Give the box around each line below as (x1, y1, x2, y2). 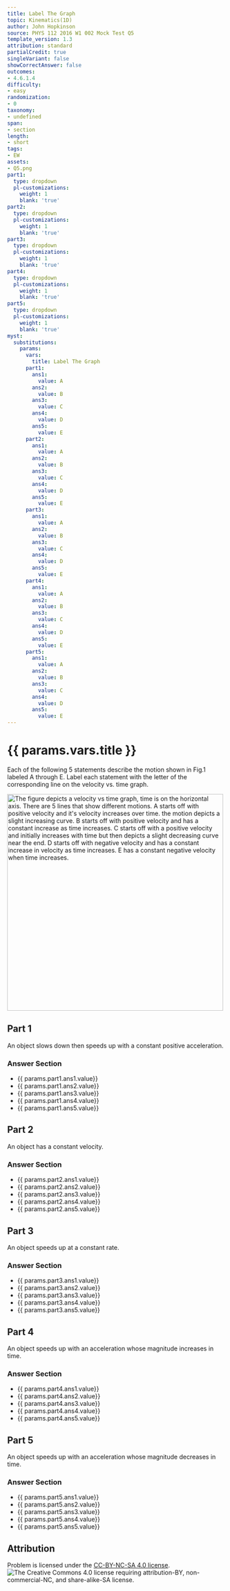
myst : (7, 332, 23, 340)
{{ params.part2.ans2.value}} (17, 1183, 101, 1191)
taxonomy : (7, 107, 36, 114)
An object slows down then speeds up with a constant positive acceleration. (7, 1041, 224, 1050)
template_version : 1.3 (7, 36, 73, 43)
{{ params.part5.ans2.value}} (17, 1500, 101, 1509)
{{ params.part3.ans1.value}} (17, 1276, 99, 1285)
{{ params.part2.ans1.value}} (17, 1176, 99, 1184)
